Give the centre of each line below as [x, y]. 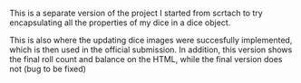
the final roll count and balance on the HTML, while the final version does [146, 59]
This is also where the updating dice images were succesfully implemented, [151, 40]
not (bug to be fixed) [48, 69]
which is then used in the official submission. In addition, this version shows [151, 50]
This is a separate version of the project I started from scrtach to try [136, 13]
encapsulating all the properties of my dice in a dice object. [120, 23]
